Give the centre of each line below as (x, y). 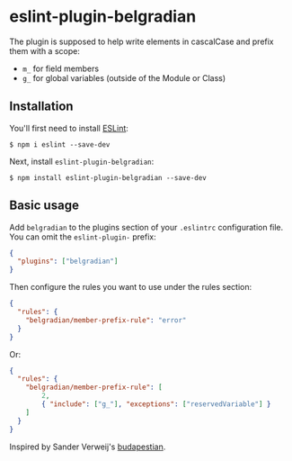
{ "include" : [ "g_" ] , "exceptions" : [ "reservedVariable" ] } (156, 404)
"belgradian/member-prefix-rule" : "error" (106, 320)
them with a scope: (45, 50)
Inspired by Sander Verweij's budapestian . (88, 447)
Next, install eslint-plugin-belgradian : (82, 161)
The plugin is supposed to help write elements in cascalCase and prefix (142, 41)
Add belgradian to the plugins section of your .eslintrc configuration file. (146, 227)
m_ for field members (61, 68)
